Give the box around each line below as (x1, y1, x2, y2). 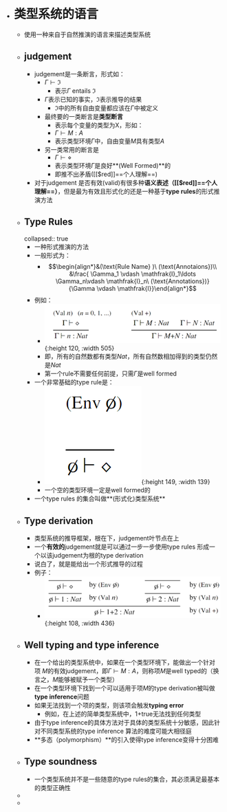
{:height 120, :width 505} (44, 344, 115, 353)
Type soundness (23, 756, 98, 767)
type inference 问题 (34, 692, 89, 701)
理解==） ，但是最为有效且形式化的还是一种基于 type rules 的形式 (34, 187, 215, 195)
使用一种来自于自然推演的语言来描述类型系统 (23, 30, 151, 39)
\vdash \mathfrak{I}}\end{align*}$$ (96, 284, 197, 292)
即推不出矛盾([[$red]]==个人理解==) (54, 170, 158, 178)
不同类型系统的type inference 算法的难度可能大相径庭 (40, 727, 192, 735)
